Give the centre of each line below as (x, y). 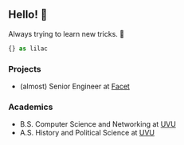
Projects (25, 69)
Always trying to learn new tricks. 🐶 (67, 33)
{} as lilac (28, 49)
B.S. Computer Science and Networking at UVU (98, 124)
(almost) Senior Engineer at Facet (74, 86)
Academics (31, 107)
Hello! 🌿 (28, 15)
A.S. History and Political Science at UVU (87, 133)
